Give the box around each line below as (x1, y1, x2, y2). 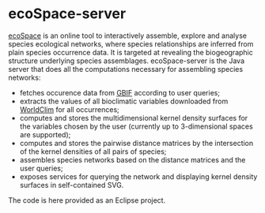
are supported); (19, 129, 71, 139)
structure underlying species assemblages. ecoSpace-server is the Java (8, 56, 245, 65)
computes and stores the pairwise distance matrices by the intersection (19, 138, 254, 148)
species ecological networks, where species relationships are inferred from (8, 39, 254, 48)
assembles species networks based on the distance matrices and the (19, 155, 246, 164)
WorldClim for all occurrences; (19, 104, 120, 114)
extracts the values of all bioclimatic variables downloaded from (19, 96, 229, 106)
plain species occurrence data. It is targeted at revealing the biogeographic (8, 47, 253, 57)
